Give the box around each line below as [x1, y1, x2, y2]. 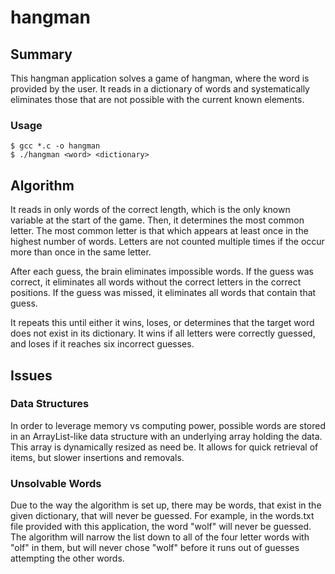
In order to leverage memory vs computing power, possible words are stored [10, 419, 326, 431]
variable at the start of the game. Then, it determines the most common [10, 214, 305, 226]
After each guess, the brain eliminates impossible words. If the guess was [10, 266, 314, 278]
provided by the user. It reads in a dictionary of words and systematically [10, 83, 310, 95]
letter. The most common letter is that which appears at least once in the [10, 225, 309, 237]
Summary [10, 46, 73, 63]
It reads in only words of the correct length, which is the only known [10, 204, 291, 216]
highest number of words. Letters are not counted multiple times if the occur [10, 236, 325, 248]
